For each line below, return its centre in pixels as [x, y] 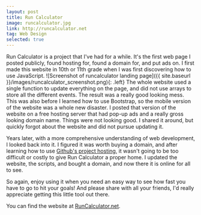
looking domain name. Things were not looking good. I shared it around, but [100, 120]
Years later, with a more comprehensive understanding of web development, [101, 138]
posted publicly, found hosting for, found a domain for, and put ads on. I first [100, 63]
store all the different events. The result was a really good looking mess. [95, 95]
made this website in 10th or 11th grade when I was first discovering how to [99, 69]
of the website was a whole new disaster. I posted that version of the [91, 107]
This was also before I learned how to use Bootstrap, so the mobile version [99, 101]
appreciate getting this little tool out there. [58, 194]
